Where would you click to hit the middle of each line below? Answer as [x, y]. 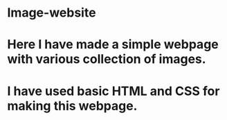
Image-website [52, 13]
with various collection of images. [107, 59]
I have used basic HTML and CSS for [113, 91]
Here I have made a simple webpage [113, 45]
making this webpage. [72, 106]
